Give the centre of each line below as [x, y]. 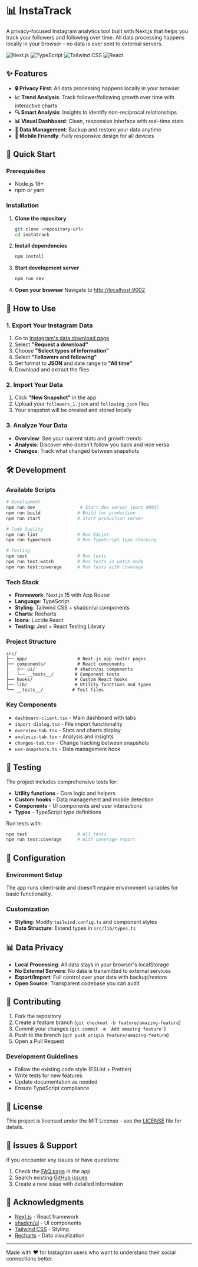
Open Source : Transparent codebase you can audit [77, 983]
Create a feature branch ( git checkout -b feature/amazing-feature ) [98, 1022]
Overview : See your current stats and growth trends [78, 438]
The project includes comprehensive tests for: [62, 782]
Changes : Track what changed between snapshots [77, 450]
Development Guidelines [42, 1057]
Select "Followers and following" [56, 357]
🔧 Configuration [36, 858]
